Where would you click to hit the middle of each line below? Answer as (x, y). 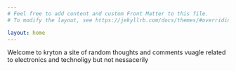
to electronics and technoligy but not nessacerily (78, 60)
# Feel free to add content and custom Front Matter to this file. (108, 14)
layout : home (26, 33)
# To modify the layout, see (50, 20)
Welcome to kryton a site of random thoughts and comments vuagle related (117, 52)
